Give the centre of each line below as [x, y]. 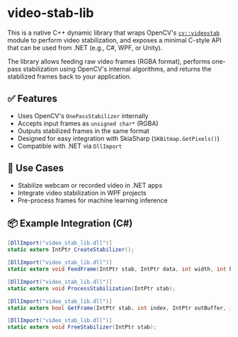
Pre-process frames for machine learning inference [92, 200]
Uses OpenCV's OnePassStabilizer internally [83, 115]
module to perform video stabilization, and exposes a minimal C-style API [114, 40]
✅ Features [33, 99]
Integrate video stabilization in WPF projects [82, 193]
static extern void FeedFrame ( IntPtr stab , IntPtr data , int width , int [117, 269]
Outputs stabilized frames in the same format [84, 131]
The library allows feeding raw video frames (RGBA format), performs [109, 61]
